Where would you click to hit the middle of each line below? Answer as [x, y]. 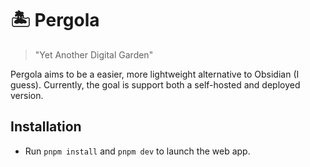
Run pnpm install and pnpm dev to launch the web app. [137, 151]
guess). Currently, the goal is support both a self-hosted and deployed [155, 84]
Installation [46, 127]
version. [27, 95]
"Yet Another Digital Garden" [94, 54]
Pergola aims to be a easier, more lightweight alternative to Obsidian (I [155, 74]
